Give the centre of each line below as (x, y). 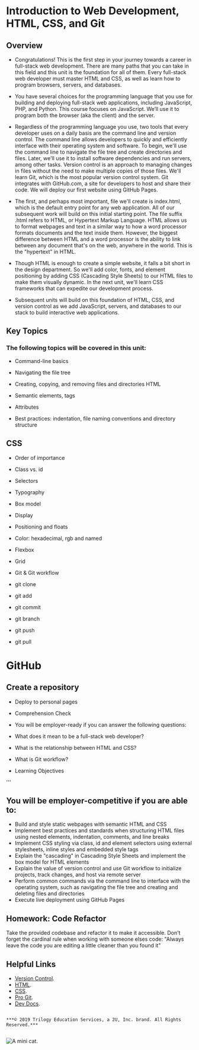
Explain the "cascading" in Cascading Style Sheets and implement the (100, 856)
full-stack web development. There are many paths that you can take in (102, 66)
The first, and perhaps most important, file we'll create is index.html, (98, 201)
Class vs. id (29, 469)
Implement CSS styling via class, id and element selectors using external (103, 843)
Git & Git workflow (37, 572)
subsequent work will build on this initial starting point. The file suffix (98, 214)
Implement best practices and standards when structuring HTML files (99, 831)
